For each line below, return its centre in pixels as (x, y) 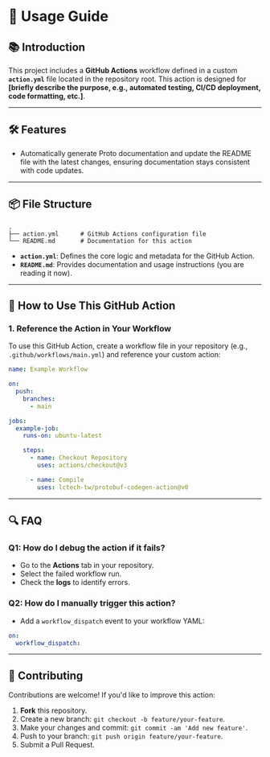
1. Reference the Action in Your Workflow (90, 328)
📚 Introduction (47, 47)
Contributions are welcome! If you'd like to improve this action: (112, 695)
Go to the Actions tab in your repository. (87, 566)
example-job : (37, 428)
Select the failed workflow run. (71, 574)
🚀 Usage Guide (58, 16)
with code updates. (52, 170)
